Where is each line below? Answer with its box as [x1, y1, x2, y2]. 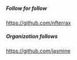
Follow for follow [6, 5, 47, 12]
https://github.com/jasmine [6, 47, 71, 54]
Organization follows [6, 33, 58, 40]
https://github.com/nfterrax [6, 19, 71, 26]
